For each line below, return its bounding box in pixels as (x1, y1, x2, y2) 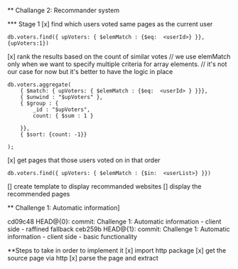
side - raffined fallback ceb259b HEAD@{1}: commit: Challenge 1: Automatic (7, 225, 231, 233)
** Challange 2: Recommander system (7, 6, 119, 14)
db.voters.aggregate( (7, 81, 72, 88)
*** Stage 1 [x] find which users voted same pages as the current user (7, 20, 213, 28)
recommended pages (7, 190, 70, 198)
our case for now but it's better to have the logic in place (7, 68, 173, 75)
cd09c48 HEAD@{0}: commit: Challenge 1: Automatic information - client (7, 217, 222, 226)
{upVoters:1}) (7, 40, 50, 47)
